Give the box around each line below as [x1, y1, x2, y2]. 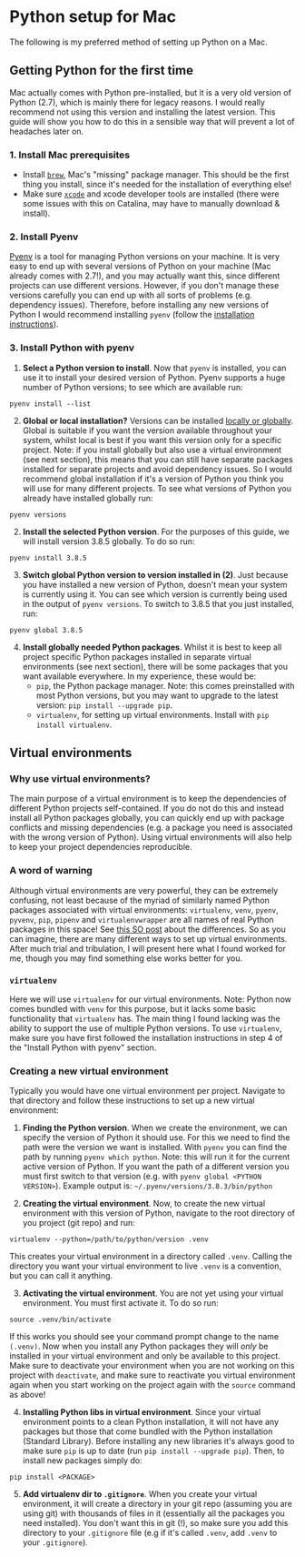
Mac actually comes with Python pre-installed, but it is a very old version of [9, 86, 292, 97]
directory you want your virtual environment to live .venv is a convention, [9, 1260, 281, 1271]
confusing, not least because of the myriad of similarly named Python [9, 895, 271, 905]
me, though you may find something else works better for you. [9, 953, 243, 964]
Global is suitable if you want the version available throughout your [22, 425, 272, 436]
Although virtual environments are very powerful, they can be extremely [9, 885, 279, 895]
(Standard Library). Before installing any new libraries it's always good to [22, 1436, 295, 1447]
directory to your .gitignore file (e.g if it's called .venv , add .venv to [22, 1527, 278, 1539]
